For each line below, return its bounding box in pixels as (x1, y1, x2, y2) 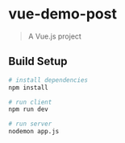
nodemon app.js (8, 128, 60, 136)
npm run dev (8, 105, 48, 113)
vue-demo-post (8, 5, 117, 23)
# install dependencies (8, 76, 89, 84)
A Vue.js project (27, 31, 82, 41)
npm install (8, 84, 48, 92)
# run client (8, 98, 52, 106)
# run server (8, 120, 52, 129)
